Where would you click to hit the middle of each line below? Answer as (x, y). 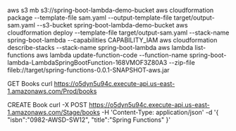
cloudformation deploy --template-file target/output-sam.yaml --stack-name (118, 32)
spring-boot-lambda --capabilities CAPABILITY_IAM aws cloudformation (112, 40)
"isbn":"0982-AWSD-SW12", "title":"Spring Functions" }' (89, 120)
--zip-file (182, 62)
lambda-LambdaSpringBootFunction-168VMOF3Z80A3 (87, 62)
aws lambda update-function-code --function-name (112, 55)
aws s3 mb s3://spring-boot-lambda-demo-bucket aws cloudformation (111, 10)
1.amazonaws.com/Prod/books (52, 91)
